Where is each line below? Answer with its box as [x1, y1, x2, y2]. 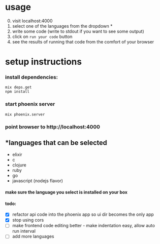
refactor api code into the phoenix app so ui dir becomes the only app [12, 211, 154, 217]
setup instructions [5, 56, 82, 68]
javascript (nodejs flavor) [12, 178, 63, 184]
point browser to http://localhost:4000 [5, 123, 100, 130]
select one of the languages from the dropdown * [12, 23, 113, 29]
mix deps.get [5, 85, 32, 90]
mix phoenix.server [5, 112, 45, 117]
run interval [12, 228, 36, 234]
